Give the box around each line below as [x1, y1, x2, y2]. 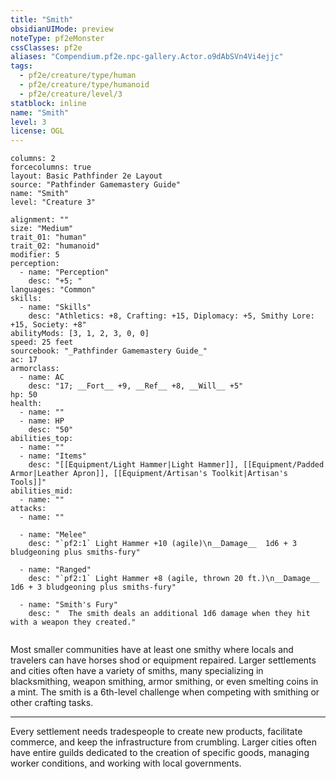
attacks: [10, 504, 47, 514]
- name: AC [19, 372, 65, 383]
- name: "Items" [19, 451, 87, 461]
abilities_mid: [10, 486, 74, 496]
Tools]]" [10, 477, 47, 488]
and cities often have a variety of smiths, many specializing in [10, 665, 264, 677]
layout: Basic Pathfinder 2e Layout [10, 171, 163, 181]
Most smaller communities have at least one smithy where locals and [10, 644, 294, 656]
